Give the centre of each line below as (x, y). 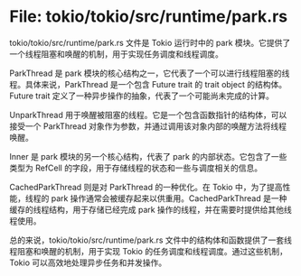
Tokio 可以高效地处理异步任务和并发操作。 (88, 262)
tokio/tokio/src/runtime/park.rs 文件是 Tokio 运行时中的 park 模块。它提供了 (150, 42)
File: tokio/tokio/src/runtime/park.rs (148, 17)
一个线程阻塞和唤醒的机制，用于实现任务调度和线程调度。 (116, 54)
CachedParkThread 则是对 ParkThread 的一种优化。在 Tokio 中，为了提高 (146, 187)
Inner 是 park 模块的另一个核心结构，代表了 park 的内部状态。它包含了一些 (148, 156)
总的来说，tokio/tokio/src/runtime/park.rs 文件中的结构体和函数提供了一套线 (150, 240)
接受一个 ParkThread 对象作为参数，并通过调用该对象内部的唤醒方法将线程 (148, 126)
